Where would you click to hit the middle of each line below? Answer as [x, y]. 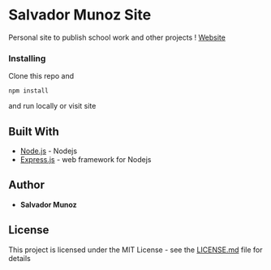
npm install [28, 91]
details [19, 258]
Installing [27, 58]
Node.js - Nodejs [49, 151]
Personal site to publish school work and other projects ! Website [117, 37]
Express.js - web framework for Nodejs [86, 160]
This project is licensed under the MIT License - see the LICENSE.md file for [135, 250]
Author [26, 185]
